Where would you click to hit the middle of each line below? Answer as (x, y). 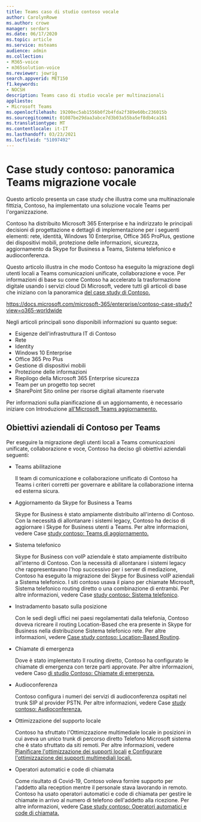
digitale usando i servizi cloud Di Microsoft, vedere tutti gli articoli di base (97, 286)
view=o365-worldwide (34, 310)
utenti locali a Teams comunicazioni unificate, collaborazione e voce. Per (96, 273)
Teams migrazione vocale (71, 182)
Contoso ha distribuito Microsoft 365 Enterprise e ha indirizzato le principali (99, 223)
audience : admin (26, 51)
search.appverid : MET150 (37, 79)
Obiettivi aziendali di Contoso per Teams (83, 428)
